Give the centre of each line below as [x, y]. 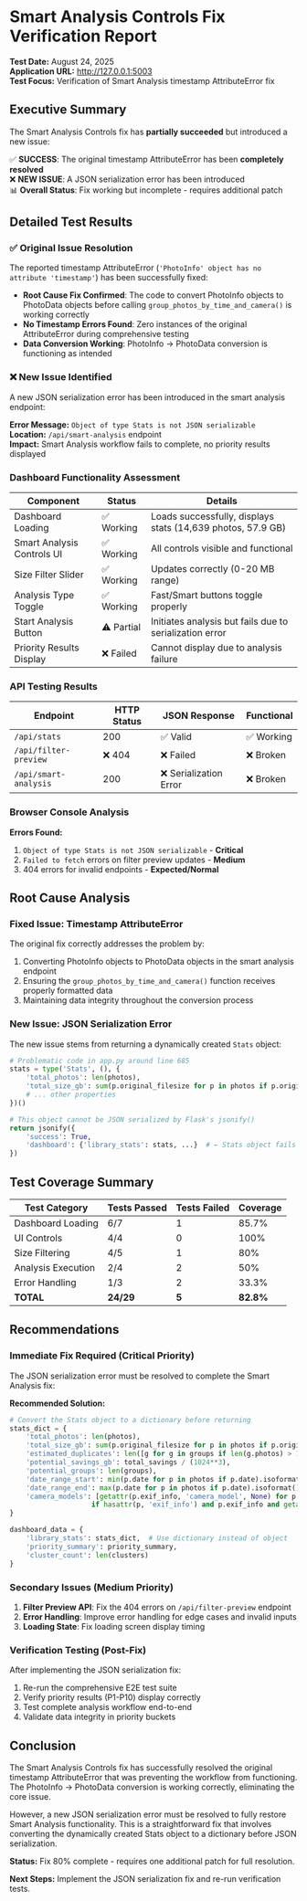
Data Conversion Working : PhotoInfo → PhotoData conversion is [145, 343]
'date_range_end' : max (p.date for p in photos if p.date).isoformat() [163, 1488]
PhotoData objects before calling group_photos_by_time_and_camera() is [157, 305]
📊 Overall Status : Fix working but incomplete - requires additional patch [146, 190]
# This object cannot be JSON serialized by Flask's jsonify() [132, 1119]
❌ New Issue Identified [61, 377]
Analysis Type [44, 596]
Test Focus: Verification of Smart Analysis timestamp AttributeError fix [143, 80]
